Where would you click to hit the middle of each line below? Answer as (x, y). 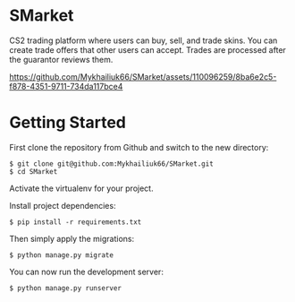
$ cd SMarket (34, 171)
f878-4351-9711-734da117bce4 (66, 86)
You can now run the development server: (86, 272)
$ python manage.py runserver (66, 288)
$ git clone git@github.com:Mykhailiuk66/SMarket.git (112, 164)
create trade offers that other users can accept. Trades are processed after (147, 49)
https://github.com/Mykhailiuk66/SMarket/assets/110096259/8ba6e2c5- (143, 76)
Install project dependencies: (63, 205)
